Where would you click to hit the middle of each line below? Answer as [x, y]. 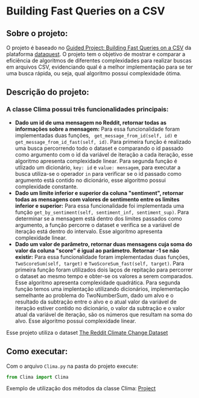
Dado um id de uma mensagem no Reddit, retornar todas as [91, 122]
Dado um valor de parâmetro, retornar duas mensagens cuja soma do [104, 244]
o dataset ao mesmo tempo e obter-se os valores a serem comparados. [104, 276]
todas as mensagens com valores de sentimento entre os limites [97, 199]
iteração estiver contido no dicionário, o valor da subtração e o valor [100, 308]
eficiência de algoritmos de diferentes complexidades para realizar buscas [99, 61]
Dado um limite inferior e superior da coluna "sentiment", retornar [99, 193]
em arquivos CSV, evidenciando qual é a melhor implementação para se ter [99, 67]
